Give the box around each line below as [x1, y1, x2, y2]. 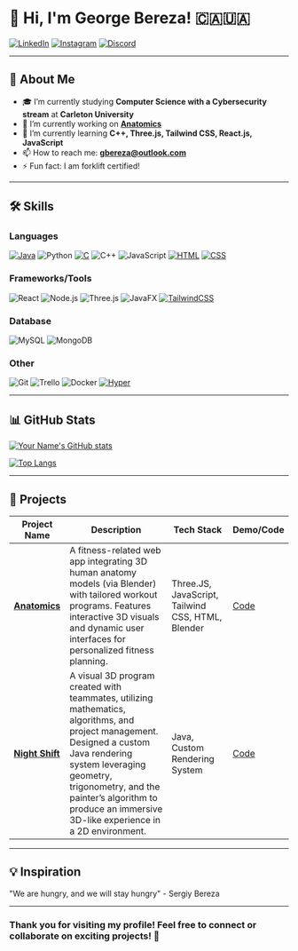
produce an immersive [69, 803, 163, 815]
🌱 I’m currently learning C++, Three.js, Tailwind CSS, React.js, [21, 128, 253, 139]
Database [9, 314, 51, 327]
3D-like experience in [69, 813, 161, 826]
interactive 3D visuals [69, 610, 160, 622]
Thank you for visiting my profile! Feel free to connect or [9, 918, 257, 931]
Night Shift [13, 747, 60, 759]
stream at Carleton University [21, 108, 135, 119]
